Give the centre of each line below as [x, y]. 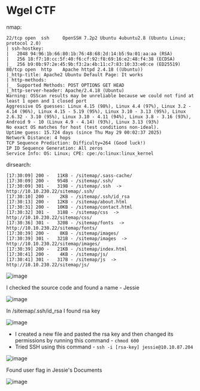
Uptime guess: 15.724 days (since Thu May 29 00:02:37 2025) [84, 133]
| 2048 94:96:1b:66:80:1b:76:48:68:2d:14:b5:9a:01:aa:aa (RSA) [89, 54]
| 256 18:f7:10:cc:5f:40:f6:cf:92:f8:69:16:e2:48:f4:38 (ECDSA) [91, 59]
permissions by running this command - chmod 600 [77, 340]
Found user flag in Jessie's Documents [54, 370]
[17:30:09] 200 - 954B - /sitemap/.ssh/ [60, 181]
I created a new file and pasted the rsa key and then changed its [94, 334]
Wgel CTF [31, 10]
